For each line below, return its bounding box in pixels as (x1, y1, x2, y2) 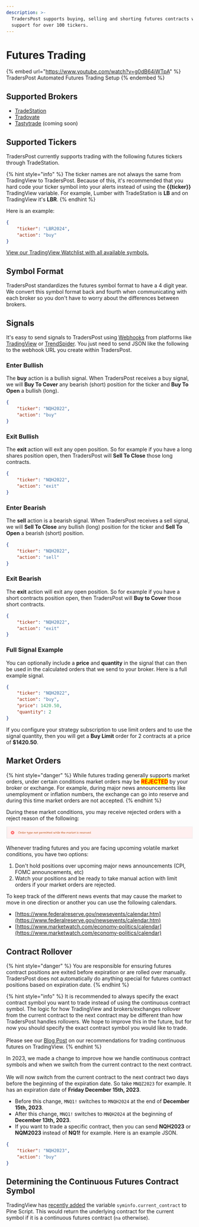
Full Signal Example (6, 646, 63, 654)
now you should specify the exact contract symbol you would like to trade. (6, 1024, 188, 1031)
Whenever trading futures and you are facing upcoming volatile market (6, 844, 179, 851)
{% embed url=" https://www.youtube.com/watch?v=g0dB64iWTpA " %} (6, 68, 181, 75)
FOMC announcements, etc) (14, 869, 84, 876)
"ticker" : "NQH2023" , (17, 1147, 70, 1153)
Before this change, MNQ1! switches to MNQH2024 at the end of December (14, 1098, 190, 1105)
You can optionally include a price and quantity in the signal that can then (6, 659, 187, 666)
